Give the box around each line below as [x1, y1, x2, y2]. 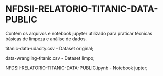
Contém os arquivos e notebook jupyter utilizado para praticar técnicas [5, 30, 152, 36]
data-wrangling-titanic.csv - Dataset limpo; [5, 55, 95, 61]
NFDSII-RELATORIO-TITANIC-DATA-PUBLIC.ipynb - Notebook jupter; [5, 65, 148, 71]
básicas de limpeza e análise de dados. [5, 36, 87, 42]
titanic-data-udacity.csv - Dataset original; [5, 45, 94, 51]
